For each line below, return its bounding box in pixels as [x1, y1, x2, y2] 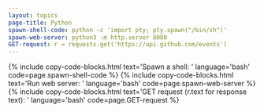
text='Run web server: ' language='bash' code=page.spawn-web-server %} [8, 79, 256, 89]
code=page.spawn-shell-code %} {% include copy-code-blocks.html [8, 70, 234, 80]
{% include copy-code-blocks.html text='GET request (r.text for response [8, 87, 247, 96]
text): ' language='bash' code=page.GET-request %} [8, 96, 180, 105]
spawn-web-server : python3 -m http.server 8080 [8, 33, 168, 42]
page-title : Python [8, 19, 73, 27]
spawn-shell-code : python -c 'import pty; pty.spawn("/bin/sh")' [8, 26, 227, 34]
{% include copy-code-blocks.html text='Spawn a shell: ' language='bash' [8, 62, 251, 71]
